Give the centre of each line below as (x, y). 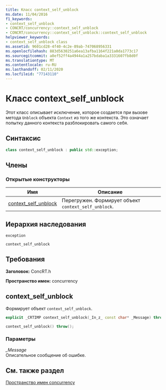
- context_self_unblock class (37, 42)
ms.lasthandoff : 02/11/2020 (34, 70)
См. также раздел (35, 371)
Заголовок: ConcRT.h (28, 271)
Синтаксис (23, 138)
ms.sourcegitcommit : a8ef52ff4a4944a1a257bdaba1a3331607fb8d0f (72, 56)
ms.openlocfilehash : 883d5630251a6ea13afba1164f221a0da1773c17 (72, 51)
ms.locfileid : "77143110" (32, 74)
